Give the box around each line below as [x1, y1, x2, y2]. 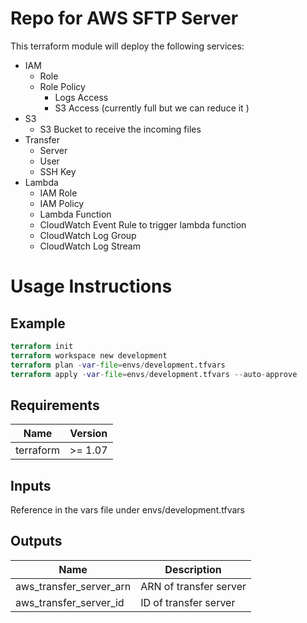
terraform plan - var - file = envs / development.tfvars [10, 360, 226, 370]
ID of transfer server [140, 595, 236, 609]
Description [164, 562, 222, 576]
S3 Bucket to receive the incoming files [39, 123, 202, 135]
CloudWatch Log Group [39, 229, 137, 241]
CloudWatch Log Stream [39, 240, 141, 252]
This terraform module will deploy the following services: [10, 40, 245, 52]
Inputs [10, 477, 52, 494]
